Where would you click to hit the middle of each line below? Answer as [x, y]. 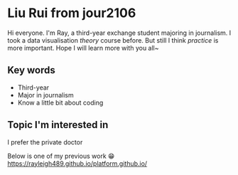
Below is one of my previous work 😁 [61, 156]
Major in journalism [46, 95]
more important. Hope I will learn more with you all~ [83, 48]
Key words [31, 70]
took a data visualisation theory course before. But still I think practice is [113, 40]
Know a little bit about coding [60, 102]
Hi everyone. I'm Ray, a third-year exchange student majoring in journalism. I [119, 33]
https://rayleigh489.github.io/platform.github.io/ [77, 163]
